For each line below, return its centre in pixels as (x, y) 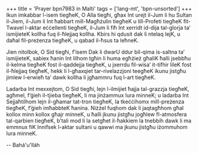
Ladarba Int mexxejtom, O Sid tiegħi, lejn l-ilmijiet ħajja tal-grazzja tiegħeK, (98, 89)
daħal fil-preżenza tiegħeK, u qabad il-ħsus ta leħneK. (73, 40)
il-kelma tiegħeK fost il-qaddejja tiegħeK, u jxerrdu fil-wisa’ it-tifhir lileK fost (99, 65)
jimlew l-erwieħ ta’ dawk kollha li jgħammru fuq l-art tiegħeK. (81, 77)
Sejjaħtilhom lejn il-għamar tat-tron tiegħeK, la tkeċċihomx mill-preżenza (95, 102)
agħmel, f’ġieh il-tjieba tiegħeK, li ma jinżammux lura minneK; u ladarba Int (98, 95)
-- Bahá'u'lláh (23, 145)
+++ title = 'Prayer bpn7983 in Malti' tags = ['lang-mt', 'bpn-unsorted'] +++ (99, 9)
